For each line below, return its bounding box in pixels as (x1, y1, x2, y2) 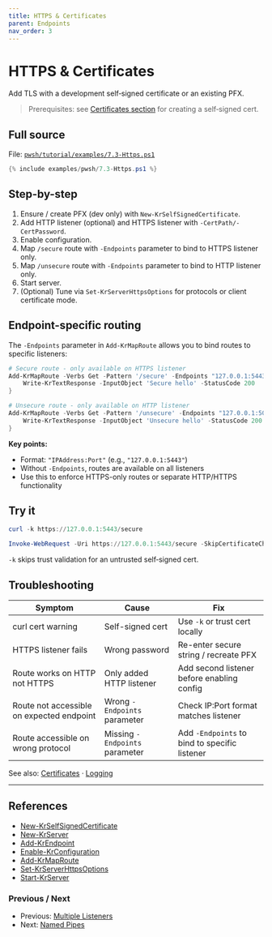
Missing (104, 729, 134, 739)
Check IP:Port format (177, 700, 257, 711)
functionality (19, 480, 62, 490)
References (8, 799, 68, 813)
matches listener (177, 710, 241, 721)
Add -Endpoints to (177, 727, 247, 738)
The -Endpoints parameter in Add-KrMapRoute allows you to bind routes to (8, 340, 251, 349)
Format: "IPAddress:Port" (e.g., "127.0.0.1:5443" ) (19, 455, 188, 464)
